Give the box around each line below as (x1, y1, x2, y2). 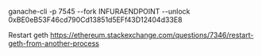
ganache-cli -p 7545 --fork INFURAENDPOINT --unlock (8, 7, 191, 16)
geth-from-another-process (8, 39, 100, 48)
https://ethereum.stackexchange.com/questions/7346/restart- (50, 31, 254, 39)
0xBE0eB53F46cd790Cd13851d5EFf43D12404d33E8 (8, 15, 183, 24)
